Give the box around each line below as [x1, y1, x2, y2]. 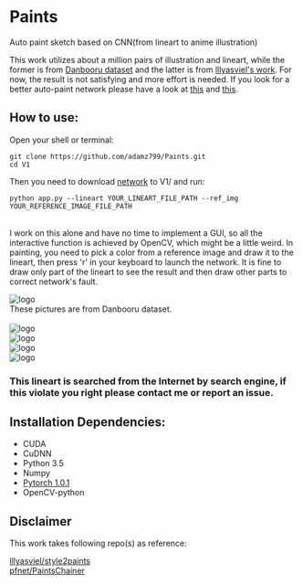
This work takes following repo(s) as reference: [9, 537, 187, 549]
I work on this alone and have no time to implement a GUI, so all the [9, 227, 263, 239]
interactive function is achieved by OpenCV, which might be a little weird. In [9, 237, 294, 248]
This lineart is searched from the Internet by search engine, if [9, 375, 287, 388]
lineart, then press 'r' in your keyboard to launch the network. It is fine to [9, 256, 282, 267]
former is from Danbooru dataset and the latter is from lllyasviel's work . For [9, 64, 292, 75]
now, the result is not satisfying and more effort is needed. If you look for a [9, 73, 290, 84]
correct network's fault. [9, 276, 99, 287]
